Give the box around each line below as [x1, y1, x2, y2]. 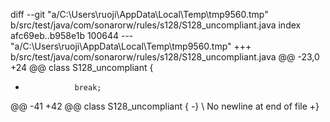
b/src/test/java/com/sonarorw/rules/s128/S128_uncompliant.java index [10, 19, 302, 31]
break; [74, 83, 102, 93]
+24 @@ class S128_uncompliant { [10, 62, 154, 73]
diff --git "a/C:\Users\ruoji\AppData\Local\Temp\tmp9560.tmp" [10, 9, 269, 20]
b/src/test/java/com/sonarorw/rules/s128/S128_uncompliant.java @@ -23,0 [10, 51, 320, 63]
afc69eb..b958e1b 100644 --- [10, 30, 134, 41]
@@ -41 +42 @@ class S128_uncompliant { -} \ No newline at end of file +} [10, 100, 320, 112]
